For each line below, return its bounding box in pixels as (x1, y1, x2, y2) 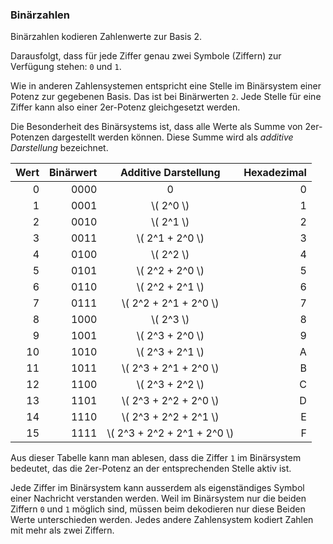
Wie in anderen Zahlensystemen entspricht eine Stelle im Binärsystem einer (10, 80, 322, 92)
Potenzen (10, 131, 50, 143)
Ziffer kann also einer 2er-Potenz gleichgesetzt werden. (10, 101, 241, 113)
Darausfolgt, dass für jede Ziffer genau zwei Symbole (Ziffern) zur (10, 50, 282, 62)
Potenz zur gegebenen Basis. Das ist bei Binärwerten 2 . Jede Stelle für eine (10, 91, 322, 103)
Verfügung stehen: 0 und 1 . (10, 61, 122, 73)
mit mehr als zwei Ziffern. (10, 524, 115, 537)
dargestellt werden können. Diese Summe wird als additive (51, 131, 294, 143)
